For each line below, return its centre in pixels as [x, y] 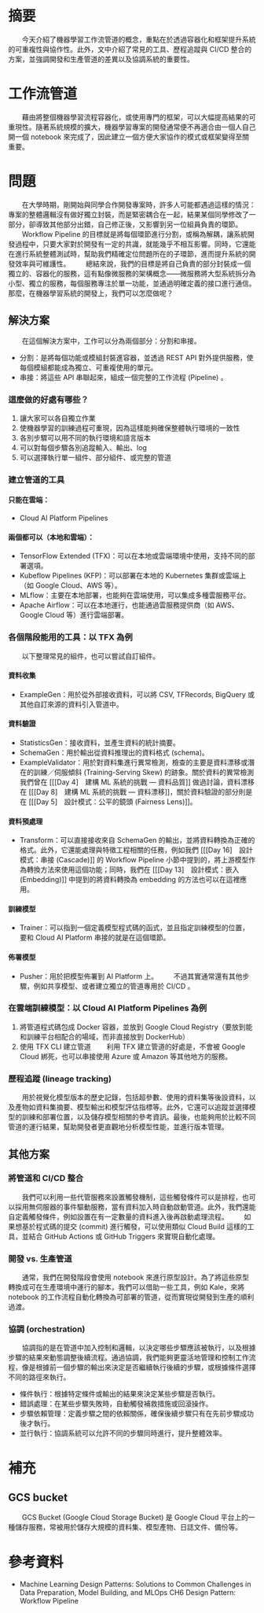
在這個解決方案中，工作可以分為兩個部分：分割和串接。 [111, 341]
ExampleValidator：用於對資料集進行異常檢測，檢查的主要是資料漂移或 [134, 762]
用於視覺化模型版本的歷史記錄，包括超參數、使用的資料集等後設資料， [135, 1098]
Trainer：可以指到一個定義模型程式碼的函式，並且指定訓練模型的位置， [134, 928]
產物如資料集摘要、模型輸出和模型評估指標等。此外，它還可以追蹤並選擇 [132, 1107]
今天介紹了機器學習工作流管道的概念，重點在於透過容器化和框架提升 [132, 39]
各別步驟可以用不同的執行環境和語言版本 [85, 437]
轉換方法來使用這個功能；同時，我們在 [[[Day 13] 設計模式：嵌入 [133, 869]
